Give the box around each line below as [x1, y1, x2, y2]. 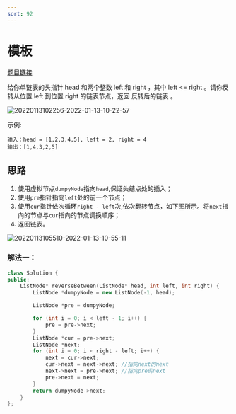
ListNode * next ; [33, 341, 81, 348]
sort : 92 [7, 10, 33, 18]
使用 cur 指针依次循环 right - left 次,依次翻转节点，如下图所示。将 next [17, 202, 223, 211]
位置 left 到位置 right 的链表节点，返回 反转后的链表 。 [19, 91, 177, 100]
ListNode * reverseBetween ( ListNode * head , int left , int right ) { [20, 282, 220, 290]
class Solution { [7, 270, 59, 277]
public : [7, 276, 30, 283]
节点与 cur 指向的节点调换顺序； [30, 211, 121, 219]
